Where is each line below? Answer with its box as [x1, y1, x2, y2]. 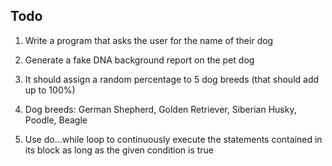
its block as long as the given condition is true [24, 144, 215, 156]
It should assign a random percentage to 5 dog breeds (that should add [24, 73, 320, 85]
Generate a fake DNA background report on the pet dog [24, 54, 255, 66]
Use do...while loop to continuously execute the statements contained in [24, 133, 323, 145]
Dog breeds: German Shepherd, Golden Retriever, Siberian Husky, [24, 103, 297, 115]
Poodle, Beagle [24, 114, 88, 126]
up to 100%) [24, 84, 76, 96]
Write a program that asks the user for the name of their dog [24, 34, 274, 46]
